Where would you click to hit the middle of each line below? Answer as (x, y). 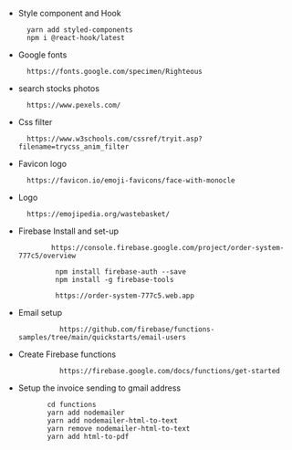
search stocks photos (59, 89)
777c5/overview (47, 256)
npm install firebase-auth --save (121, 272)
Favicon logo (42, 164)
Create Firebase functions (67, 354)
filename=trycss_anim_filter (73, 147)
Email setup (40, 313)
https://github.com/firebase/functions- (137, 330)
